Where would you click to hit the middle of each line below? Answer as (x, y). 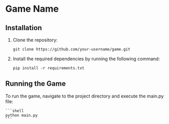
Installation (24, 28)
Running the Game (35, 84)
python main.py (22, 115)
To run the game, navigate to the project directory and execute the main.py (85, 96)
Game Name (32, 9)
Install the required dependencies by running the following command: (86, 59)
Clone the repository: (35, 40)
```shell (15, 111)
